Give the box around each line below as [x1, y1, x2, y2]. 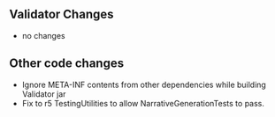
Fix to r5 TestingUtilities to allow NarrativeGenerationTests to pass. [21, 98, 265, 108]
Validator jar [21, 88, 66, 99]
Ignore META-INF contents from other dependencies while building [21, 79, 267, 90]
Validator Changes [9, 7, 114, 22]
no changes [21, 30, 65, 40]
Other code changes [9, 56, 125, 71]
